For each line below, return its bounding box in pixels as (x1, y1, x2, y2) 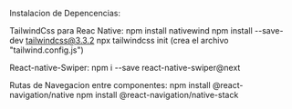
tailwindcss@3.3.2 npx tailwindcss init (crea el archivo (26, 35, 229, 45)
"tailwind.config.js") (9, 45, 84, 55)
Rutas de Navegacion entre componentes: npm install (9, 80, 212, 90)
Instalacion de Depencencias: (9, 8, 121, 18)
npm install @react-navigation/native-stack (76, 90, 239, 100)
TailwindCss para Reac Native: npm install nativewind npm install (9, 25, 253, 35)
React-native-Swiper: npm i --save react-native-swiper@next (9, 63, 241, 73)
